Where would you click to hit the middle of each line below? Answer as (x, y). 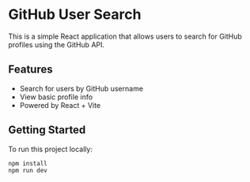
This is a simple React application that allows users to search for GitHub (125, 36)
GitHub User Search (75, 15)
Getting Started (47, 130)
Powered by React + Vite (60, 105)
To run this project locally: (51, 149)
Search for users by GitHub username (81, 88)
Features (30, 70)
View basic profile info (56, 97)
